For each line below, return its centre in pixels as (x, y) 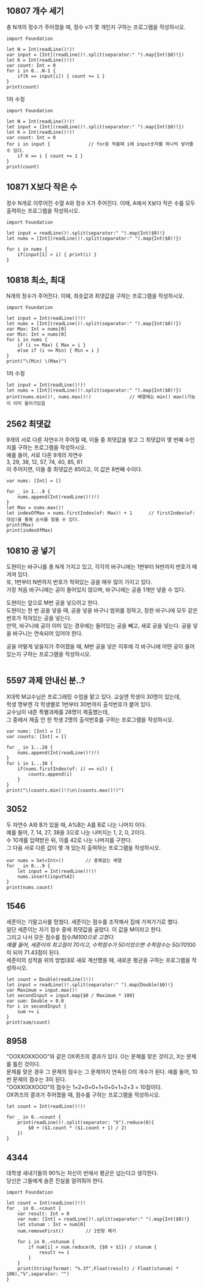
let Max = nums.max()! (35, 508)
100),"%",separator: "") (38, 1274)
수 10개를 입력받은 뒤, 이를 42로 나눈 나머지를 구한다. (69, 840)
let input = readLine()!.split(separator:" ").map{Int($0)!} (86, 233)
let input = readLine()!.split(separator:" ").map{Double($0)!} (90, 985)
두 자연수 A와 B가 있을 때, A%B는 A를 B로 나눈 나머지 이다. (76, 825)
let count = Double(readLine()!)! (50, 979)
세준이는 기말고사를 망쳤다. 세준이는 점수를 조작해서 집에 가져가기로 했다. (93, 922)
